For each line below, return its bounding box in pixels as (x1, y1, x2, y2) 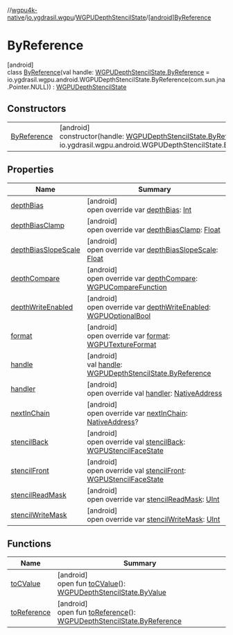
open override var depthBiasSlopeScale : (87, 245, 218, 255)
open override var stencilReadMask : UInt (87, 494, 220, 504)
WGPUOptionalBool (87, 311, 151, 321)
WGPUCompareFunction (87, 282, 168, 291)
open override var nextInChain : (87, 408, 188, 418)
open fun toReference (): (57, 608, 137, 618)
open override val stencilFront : (87, 465, 187, 475)
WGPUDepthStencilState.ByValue (57, 588, 166, 597)
